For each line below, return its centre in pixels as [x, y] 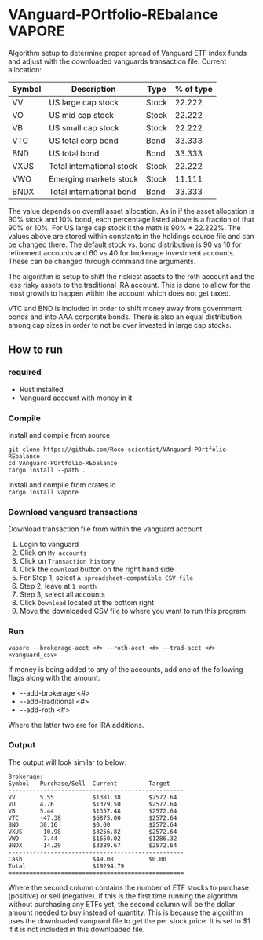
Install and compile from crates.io [62, 484]
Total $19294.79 [66, 866]
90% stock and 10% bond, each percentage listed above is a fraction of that [131, 219]
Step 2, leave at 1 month [58, 586]
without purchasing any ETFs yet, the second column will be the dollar [122, 904]
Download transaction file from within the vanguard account [105, 529]
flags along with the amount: [54, 677]
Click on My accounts [53, 553]
